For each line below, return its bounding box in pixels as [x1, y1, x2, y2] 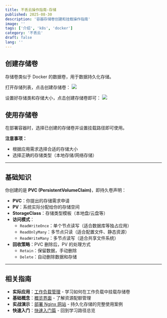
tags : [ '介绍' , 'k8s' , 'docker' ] [5, 26, 73, 31]
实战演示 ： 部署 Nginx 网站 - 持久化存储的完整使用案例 [12, 301, 123, 307]
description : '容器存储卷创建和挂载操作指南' [5, 16, 90, 21]
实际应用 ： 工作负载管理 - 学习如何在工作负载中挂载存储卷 [12, 289, 131, 295]
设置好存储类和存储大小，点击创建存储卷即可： [5, 95, 101, 101]
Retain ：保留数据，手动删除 [19, 248, 77, 254]
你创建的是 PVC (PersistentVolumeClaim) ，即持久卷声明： [5, 187, 127, 193]
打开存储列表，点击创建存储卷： [5, 84, 71, 90]
